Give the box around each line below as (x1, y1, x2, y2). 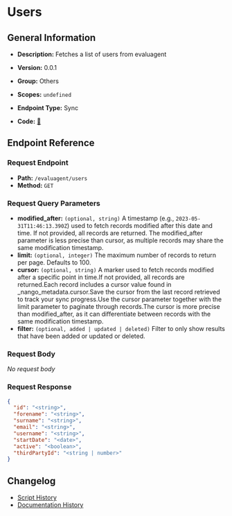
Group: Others (17, 77, 59, 85)
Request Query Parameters (7, 198, 100, 208)
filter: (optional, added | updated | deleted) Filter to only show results (17, 324, 226, 332)
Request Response (7, 382, 72, 392)
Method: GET (17, 181, 54, 189)
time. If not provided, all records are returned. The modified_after (17, 229, 203, 237)
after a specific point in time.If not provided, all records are (17, 273, 185, 281)
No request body (7, 365, 55, 373)
